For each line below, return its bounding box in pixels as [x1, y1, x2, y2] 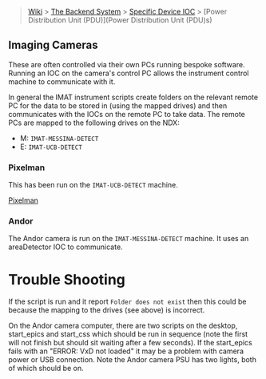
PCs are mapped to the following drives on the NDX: [8, 118, 180, 127]
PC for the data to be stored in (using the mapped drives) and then [8, 100, 228, 111]
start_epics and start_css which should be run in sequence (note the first [8, 329, 248, 339]
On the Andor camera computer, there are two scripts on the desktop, [8, 321, 238, 331]
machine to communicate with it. [8, 76, 116, 87]
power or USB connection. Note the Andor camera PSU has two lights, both [8, 355, 257, 365]
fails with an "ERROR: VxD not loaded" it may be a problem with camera [8, 346, 244, 356]
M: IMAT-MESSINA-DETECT [19, 133, 99, 143]
